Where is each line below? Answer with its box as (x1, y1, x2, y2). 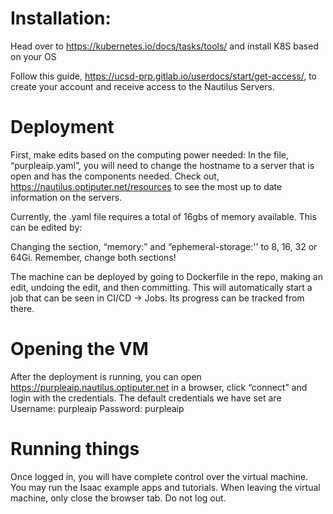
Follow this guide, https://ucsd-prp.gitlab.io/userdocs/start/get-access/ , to (10, 70, 317, 82)
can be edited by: (10, 221, 83, 233)
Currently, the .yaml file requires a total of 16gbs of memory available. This (10, 210, 317, 222)
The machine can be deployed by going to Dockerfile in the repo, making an (10, 270, 323, 282)
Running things (10, 438, 140, 460)
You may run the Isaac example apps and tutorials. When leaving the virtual (10, 481, 321, 493)
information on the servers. (10, 191, 123, 203)
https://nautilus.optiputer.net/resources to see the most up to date (10, 180, 283, 192)
